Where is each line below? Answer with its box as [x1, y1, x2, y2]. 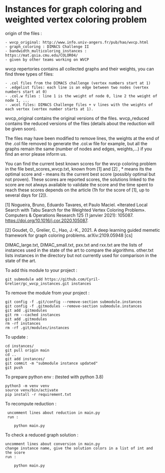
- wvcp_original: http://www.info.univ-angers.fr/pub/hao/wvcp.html [5, 40, 149, 45]
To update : [5, 334, 29, 340]
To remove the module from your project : [5, 290, 90, 296]
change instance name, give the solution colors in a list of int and [5, 446, 153, 451]
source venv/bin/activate [5, 387, 58, 392]
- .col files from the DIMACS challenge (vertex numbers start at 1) [5, 81, 151, 86]
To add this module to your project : [5, 267, 78, 273]
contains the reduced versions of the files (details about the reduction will [5, 120, 155, 127]
